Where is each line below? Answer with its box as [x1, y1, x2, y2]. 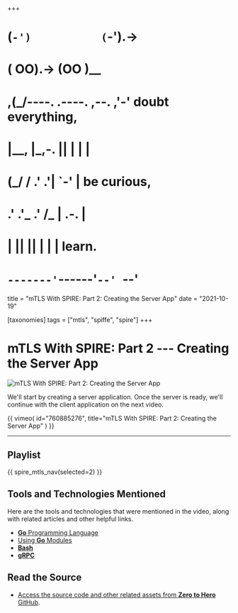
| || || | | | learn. [7, 238, 98, 255]
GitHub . [17, 597, 40, 607]
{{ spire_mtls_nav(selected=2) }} [7, 468, 103, 476]
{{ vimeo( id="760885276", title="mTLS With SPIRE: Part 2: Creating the [7, 414, 217, 423]
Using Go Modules [17, 536, 72, 544]
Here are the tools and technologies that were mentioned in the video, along [7, 507, 229, 515]
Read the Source [7, 572, 82, 584]
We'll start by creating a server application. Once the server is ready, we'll [7, 393, 223, 402]
